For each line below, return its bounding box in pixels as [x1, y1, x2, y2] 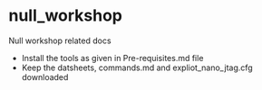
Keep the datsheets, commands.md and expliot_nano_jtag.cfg [21, 62, 253, 73]
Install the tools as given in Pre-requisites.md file [21, 52, 204, 63]
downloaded [21, 71, 69, 82]
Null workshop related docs [8, 35, 112, 46]
